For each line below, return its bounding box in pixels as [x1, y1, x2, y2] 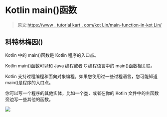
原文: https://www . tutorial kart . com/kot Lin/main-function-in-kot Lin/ [17, 22, 162, 28]
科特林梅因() [5, 38, 43, 46]
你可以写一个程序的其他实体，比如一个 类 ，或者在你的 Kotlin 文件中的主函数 [5, 90, 159, 96]
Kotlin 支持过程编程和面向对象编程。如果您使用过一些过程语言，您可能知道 [5, 73, 158, 79]
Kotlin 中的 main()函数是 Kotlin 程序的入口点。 [5, 52, 99, 58]
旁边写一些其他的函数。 [5, 96, 53, 102]
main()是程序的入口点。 [5, 79, 53, 85]
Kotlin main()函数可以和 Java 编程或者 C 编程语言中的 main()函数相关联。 [5, 63, 156, 69]
